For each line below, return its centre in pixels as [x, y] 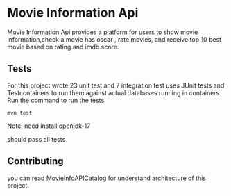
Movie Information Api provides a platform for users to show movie [103, 32]
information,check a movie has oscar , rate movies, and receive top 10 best [114, 39]
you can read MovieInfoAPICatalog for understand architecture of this [107, 178]
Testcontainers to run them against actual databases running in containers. [114, 92]
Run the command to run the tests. [57, 100]
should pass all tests [36, 139]
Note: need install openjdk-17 [49, 126]
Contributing [35, 161]
